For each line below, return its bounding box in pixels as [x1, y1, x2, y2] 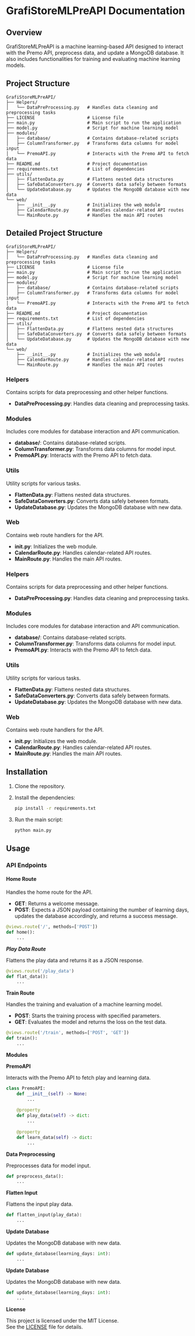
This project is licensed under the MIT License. [6, 1317, 119, 1324]
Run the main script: [14, 816, 63, 823]
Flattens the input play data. [6, 1201, 73, 1208]
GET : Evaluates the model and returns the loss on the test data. [14, 1019, 167, 1026]
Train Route [6, 989, 35, 996]
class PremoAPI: [6, 1085, 46, 1091]
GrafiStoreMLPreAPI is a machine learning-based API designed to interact [6, 43, 184, 50]
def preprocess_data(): [6, 1173, 64, 1179]
